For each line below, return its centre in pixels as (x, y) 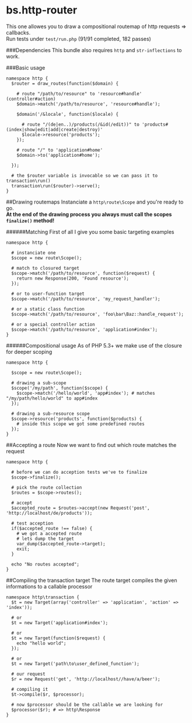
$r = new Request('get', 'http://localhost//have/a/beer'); (86, 679)
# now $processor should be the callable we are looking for (87, 705)
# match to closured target (46, 268)
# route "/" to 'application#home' (60, 150)
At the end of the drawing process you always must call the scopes (89, 214)
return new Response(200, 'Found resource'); (73, 278)
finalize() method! (30, 221)
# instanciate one (34, 253)
